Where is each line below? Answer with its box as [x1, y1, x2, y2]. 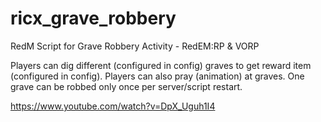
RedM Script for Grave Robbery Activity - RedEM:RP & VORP [10, 40, 260, 52]
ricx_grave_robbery [10, 7, 177, 30]
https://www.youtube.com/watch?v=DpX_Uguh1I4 [10, 100, 216, 112]
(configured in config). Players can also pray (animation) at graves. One [10, 70, 305, 82]
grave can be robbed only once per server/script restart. [10, 80, 243, 92]
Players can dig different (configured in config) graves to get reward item [10, 59, 312, 71]
